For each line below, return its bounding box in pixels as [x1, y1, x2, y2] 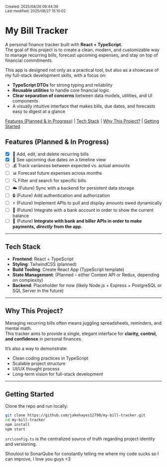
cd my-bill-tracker [5, 418, 46, 423]
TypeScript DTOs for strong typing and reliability [12, 82, 113, 88]
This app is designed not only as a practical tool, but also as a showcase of [5, 67, 159, 73]
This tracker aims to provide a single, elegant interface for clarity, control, [5, 331, 157, 337]
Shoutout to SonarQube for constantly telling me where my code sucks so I [5, 451, 159, 457]
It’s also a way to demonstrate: [5, 346, 68, 351]
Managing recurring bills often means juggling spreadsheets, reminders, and [5, 320, 162, 326]
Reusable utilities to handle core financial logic [12, 87, 109, 93]
